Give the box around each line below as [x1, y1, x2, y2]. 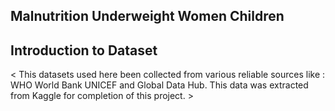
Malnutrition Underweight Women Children [10, 8, 285, 25]
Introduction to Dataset [10, 42, 158, 59]
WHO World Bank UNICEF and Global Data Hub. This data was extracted [10, 79, 309, 91]
